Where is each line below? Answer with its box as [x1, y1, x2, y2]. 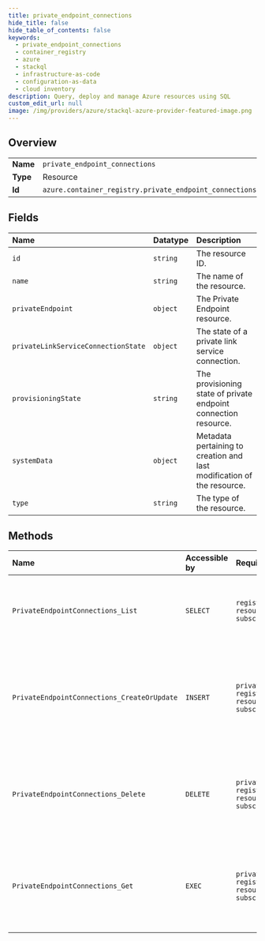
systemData [12, 456, 53, 465]
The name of [196, 270, 244, 281]
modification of [196, 470, 252, 481]
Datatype [153, 234, 189, 246]
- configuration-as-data [15, 77, 97, 85]
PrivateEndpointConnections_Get [12, 882, 134, 890]
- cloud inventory [15, 84, 77, 93]
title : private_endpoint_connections [8, 11, 132, 20]
